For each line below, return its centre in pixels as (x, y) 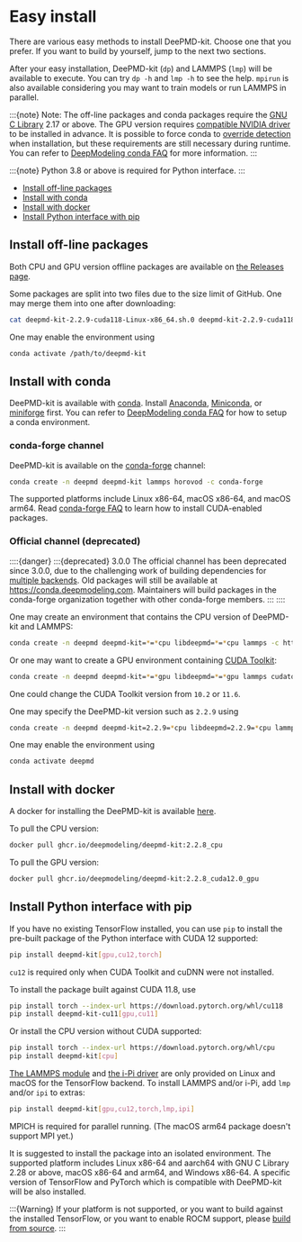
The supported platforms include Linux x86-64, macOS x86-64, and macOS (150, 499)
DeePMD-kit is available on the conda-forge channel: (108, 465)
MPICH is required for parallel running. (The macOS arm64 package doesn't (150, 1126)
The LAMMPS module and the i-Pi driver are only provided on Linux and (142, 1074)
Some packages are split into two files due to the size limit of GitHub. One (146, 294)
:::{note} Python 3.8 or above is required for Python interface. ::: (127, 170)
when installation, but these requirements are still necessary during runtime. (150, 143)
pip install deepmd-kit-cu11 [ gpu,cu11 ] (84, 1014)
